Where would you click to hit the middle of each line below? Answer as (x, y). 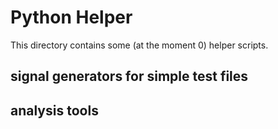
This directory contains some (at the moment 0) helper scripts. (139, 45)
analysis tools (54, 110)
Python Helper (71, 17)
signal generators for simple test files (129, 76)
